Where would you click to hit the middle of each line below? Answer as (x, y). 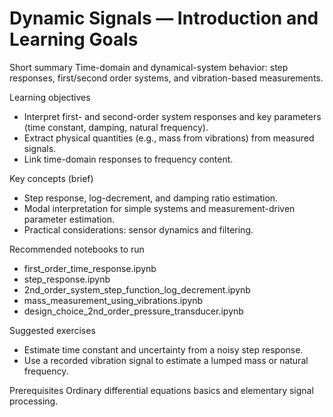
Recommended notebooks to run (77, 249)
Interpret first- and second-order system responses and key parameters (172, 116)
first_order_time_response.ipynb (90, 268)
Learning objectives (50, 97)
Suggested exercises (52, 330)
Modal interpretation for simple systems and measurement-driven (159, 208)
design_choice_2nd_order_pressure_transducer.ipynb (133, 311)
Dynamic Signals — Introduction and (164, 18)
